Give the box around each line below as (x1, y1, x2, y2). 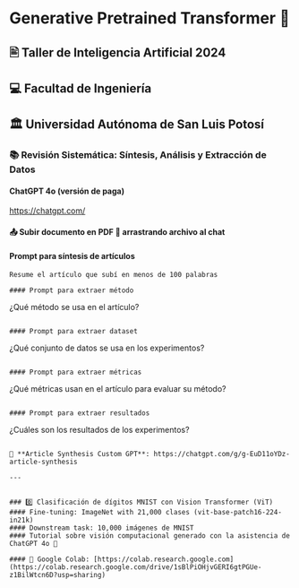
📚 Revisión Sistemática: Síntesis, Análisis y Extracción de (9, 149, 267, 161)
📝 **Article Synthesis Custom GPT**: (9, 450, 150, 459)
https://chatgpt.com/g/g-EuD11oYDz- (153, 450, 291, 459)
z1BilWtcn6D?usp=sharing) (9, 571, 106, 580)
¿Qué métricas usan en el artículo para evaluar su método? (9, 384, 226, 394)
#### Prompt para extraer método (9, 286, 134, 295)
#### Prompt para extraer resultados (9, 409, 150, 418)
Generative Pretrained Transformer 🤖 (9, 8, 291, 29)
